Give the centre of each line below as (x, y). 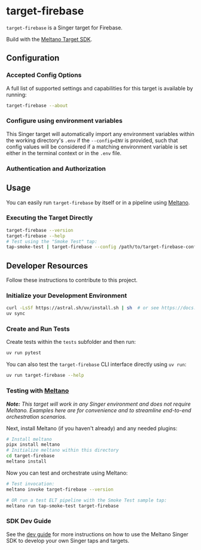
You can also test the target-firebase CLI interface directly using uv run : (96, 364)
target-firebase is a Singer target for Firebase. (64, 28)
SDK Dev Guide (29, 521)
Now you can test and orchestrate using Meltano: (67, 473)
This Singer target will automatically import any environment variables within (100, 134)
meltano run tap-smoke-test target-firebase (63, 506)
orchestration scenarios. (36, 416)
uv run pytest (24, 353)
